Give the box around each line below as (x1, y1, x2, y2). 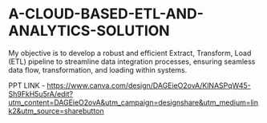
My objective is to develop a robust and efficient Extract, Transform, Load (8, 48, 252, 58)
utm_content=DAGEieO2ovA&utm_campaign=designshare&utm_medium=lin (8, 97, 259, 107)
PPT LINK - (8, 81, 46, 90)
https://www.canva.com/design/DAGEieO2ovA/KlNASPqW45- (47, 81, 251, 90)
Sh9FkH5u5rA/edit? (8, 89, 74, 98)
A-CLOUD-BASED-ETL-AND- (8, 5, 204, 23)
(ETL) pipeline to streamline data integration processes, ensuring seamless (8, 57, 256, 66)
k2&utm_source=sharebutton (8, 105, 104, 116)
